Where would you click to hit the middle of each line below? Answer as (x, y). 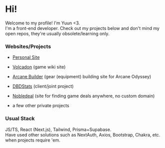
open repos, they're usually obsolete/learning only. (57, 33)
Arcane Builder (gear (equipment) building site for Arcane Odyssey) (82, 77)
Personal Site (26, 57)
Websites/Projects (28, 46)
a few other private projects (41, 106)
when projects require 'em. (33, 140)
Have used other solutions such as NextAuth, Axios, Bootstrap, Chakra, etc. (83, 135)
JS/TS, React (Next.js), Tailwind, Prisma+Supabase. (58, 129)
